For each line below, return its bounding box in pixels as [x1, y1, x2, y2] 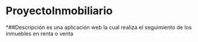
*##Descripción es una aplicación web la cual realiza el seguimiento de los [5, 24, 192, 31]
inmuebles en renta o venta [5, 30, 74, 37]
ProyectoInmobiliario [5, 4, 113, 18]
